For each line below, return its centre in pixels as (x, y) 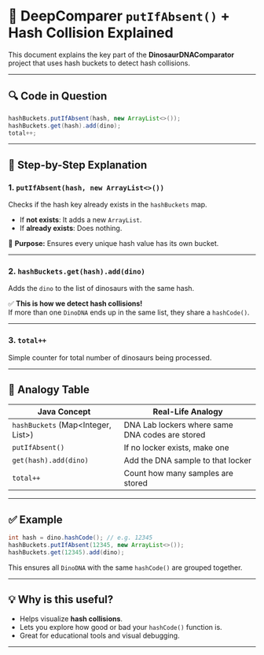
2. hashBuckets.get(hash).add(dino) (77, 271)
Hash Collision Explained (91, 33)
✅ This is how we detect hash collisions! (75, 303)
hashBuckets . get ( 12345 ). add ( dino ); (66, 553)
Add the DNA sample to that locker (187, 460)
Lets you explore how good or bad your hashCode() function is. (121, 627)
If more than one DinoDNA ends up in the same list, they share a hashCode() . (129, 313)
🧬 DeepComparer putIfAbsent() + (119, 16)
